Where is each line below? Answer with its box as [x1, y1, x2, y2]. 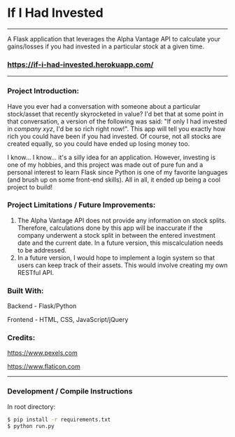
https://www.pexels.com [7, 349, 78, 357]
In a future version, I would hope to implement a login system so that [17, 253, 215, 262]
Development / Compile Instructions [7, 386, 133, 396]
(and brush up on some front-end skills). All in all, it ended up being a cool [7, 175, 221, 184]
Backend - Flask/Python [7, 302, 77, 310]
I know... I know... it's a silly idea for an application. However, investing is [7, 153, 216, 161]
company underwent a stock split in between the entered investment [17, 231, 215, 239]
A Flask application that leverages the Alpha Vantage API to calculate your [7, 34, 220, 43]
